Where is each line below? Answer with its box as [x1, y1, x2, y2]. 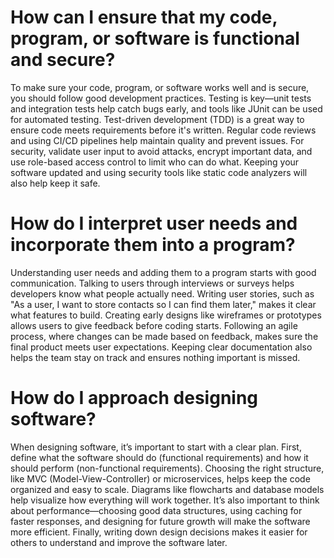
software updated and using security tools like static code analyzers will [10, 166, 308, 178]
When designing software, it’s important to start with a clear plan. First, [10, 441, 302, 453]
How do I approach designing [10, 387, 259, 410]
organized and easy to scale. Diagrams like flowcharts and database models [10, 483, 325, 495]
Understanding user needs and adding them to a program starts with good [10, 266, 317, 278]
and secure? [10, 49, 116, 71]
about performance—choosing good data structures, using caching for [10, 504, 303, 516]
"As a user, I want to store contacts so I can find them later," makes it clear [10, 298, 317, 310]
